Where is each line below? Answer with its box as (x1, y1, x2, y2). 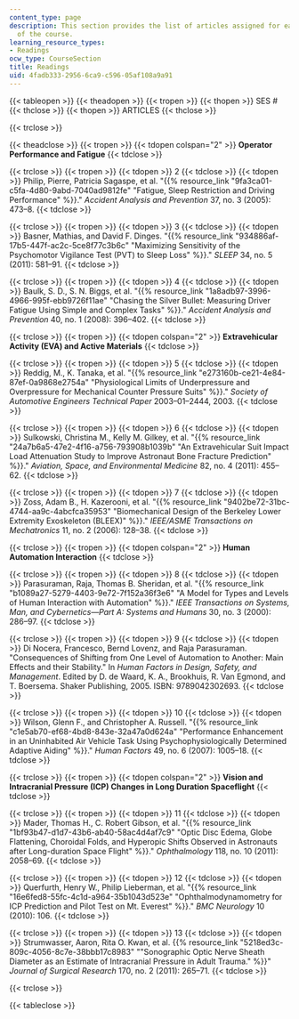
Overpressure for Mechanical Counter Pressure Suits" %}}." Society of (9, 386, 269, 397)
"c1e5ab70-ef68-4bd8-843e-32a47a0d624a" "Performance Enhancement (9, 726, 284, 737)
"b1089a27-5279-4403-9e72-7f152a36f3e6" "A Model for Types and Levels (9, 587, 289, 598)
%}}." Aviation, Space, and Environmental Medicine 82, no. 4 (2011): (9, 460, 260, 471)
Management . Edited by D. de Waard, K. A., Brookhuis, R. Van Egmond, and (9, 671, 287, 682)
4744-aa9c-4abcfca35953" (9, 505, 111, 516)
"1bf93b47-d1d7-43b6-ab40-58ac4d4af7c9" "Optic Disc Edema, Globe (9, 827, 273, 837)
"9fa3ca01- (230, 175, 273, 186)
